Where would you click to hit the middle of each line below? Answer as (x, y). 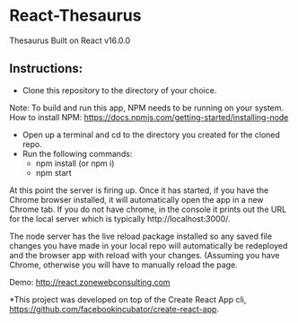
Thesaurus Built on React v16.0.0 (70, 40)
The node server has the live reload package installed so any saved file (140, 236)
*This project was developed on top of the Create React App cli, (128, 299)
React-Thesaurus (75, 16)
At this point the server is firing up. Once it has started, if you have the (139, 190)
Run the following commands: (77, 153)
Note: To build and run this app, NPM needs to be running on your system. (147, 108)
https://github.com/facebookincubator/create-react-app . (114, 309)
